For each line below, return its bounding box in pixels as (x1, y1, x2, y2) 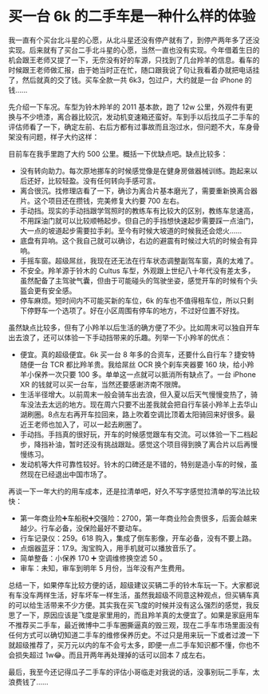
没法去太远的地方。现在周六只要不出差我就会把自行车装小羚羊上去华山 (26, 399, 258, 409)
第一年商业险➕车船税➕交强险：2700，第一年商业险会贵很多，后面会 (19, 513, 243, 523)
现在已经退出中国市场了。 (26, 469, 112, 479)
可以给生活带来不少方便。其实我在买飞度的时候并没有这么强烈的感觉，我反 (14, 600, 260, 609)
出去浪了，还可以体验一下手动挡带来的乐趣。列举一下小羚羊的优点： (8, 332, 232, 342)
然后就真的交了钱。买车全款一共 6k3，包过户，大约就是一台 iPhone (22, 75, 243, 85)
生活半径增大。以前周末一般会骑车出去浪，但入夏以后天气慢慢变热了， (19, 389, 251, 399)
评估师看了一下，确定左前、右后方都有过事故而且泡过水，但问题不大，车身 (8, 121, 253, 132)
